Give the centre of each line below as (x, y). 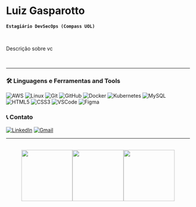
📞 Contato (20, 117)
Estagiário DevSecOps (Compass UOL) (50, 26)
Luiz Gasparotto (45, 11)
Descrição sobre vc (29, 49)
